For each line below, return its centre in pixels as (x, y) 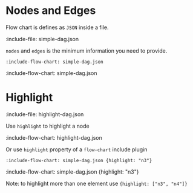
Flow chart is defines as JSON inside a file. (57, 27)
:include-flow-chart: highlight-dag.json (54, 137)
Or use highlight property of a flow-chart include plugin (77, 149)
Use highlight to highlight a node (47, 126)
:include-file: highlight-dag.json (45, 114)
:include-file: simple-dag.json (42, 39)
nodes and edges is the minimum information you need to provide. (87, 51)
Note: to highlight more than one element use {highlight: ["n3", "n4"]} (97, 183)
